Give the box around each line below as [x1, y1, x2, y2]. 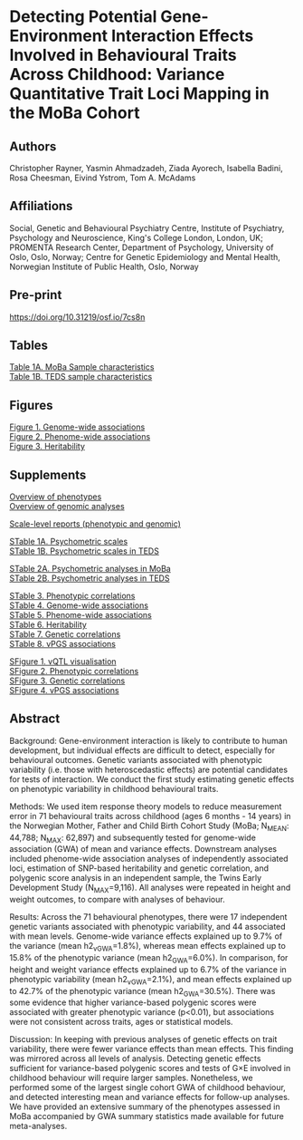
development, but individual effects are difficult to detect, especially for [9, 745, 276, 756]
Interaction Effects [111, 25, 254, 46]
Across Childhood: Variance [9, 64, 225, 85]
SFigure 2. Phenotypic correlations [9, 666, 139, 677]
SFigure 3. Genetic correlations [9, 675, 126, 686]
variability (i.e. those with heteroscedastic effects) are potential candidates [9, 764, 288, 775]
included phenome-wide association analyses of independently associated [9, 854, 289, 865]
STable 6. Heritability [9, 619, 88, 631]
